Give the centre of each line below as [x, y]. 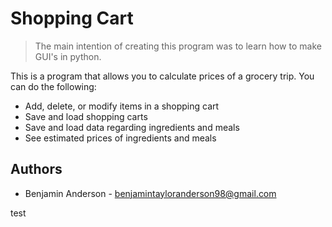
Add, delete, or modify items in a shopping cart [122, 106]
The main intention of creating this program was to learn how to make [178, 46]
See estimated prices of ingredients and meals [120, 138]
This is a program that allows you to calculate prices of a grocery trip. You [162, 76]
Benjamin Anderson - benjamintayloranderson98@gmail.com [150, 193]
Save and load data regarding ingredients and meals [132, 127]
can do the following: [53, 86]
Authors [36, 169]
